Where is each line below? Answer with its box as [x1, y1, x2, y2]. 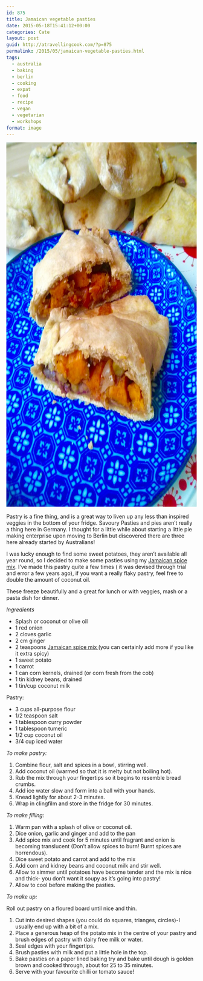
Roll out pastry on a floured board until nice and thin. [6, 905, 137, 912]
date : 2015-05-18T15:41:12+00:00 [6, 22, 91, 28]
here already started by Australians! [6, 539, 95, 546]
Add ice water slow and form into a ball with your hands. [14, 787, 156, 794]
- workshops [11, 118, 42, 124]
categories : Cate [6, 29, 50, 35]
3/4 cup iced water [14, 738, 63, 745]
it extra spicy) [14, 650, 50, 657]
